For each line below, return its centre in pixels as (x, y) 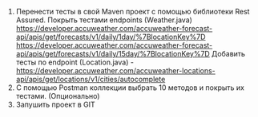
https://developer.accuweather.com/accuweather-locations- (116, 70)
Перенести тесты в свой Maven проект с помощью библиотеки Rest (133, 12)
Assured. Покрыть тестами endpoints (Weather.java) (104, 20)
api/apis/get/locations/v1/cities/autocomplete (91, 79)
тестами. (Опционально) (58, 96)
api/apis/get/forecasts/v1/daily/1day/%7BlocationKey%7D (111, 37)
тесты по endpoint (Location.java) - (75, 62)
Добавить (228, 54)
